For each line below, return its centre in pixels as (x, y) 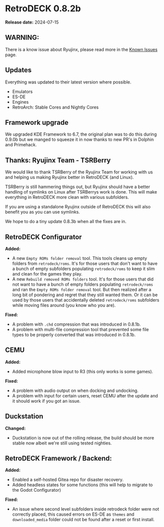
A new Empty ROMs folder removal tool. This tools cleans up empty (80, 258)
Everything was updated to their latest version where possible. (68, 82)
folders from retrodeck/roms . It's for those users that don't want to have (85, 263)
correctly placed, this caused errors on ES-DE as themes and (73, 514)
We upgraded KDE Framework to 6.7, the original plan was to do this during (81, 134)
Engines (20, 102)
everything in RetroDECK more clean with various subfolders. (67, 197)
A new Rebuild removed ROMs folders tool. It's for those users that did (83, 279)
